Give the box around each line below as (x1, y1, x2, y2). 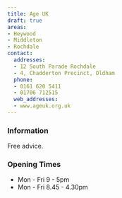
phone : (13, 76, 33, 83)
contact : (7, 50, 33, 57)
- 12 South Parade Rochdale (13, 63, 97, 70)
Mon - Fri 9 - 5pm (17, 175, 70, 184)
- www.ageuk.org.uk (13, 103, 71, 110)
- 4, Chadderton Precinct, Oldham (13, 69, 115, 76)
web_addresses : (13, 96, 59, 103)
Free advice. (7, 142, 44, 151)
